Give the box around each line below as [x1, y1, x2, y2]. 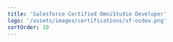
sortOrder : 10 [7, 23, 50, 31]
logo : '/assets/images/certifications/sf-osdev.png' [7, 17, 167, 24]
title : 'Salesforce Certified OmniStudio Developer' [7, 10, 167, 18]
